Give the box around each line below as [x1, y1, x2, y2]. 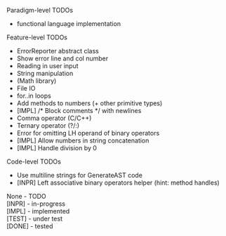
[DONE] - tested [6, 222, 53, 230]
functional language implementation [16, 20, 121, 27]
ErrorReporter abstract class [16, 47, 99, 55]
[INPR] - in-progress [6, 199, 66, 208]
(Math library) [16, 77, 57, 85]
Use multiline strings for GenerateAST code [16, 171, 143, 179]
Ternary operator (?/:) [16, 122, 80, 129]
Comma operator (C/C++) [16, 114, 92, 122]
